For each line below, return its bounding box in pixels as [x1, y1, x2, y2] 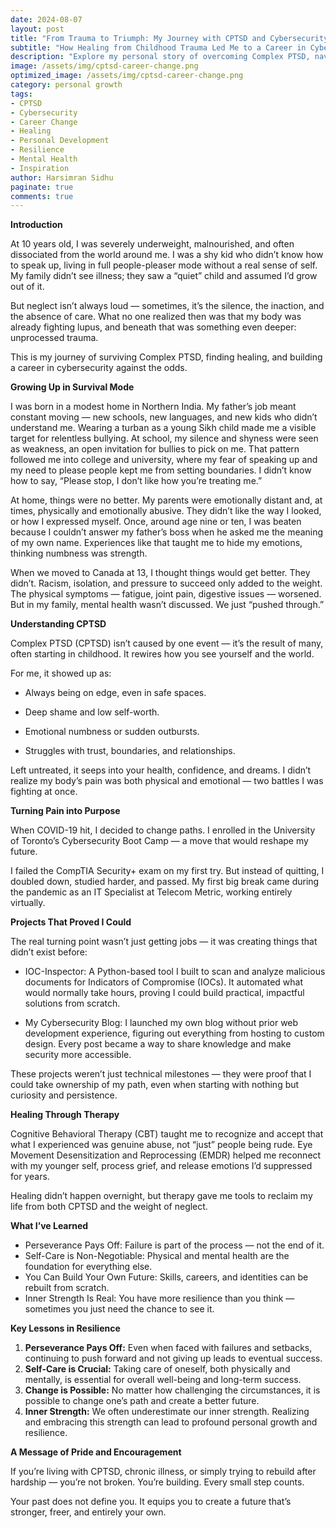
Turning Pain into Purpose [10, 805, 121, 817]
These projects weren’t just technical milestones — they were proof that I [10, 1068, 312, 1080]
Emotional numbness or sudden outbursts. [24, 726, 200, 738]
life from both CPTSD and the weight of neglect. [10, 1201, 208, 1213]
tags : [10, 89, 33, 99]
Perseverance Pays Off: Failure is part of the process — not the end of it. [24, 1239, 325, 1251]
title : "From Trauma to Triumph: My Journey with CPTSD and [10, 33, 267, 43]
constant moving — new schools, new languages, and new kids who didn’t [10, 411, 318, 423]
